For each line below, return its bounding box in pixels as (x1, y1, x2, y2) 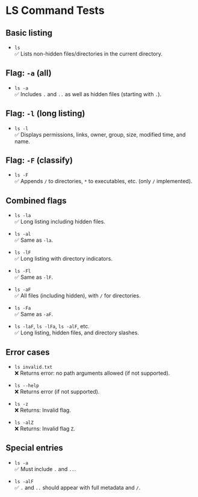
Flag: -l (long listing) (5, 108, 85, 119)
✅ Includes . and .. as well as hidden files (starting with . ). (14, 90, 162, 97)
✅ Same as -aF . (14, 311, 54, 318)
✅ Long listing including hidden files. (14, 218, 106, 226)
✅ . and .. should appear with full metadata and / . (14, 484, 141, 491)
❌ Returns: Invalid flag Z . (14, 425, 76, 432)
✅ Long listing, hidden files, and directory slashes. (14, 329, 140, 336)
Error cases (5, 347, 50, 357)
